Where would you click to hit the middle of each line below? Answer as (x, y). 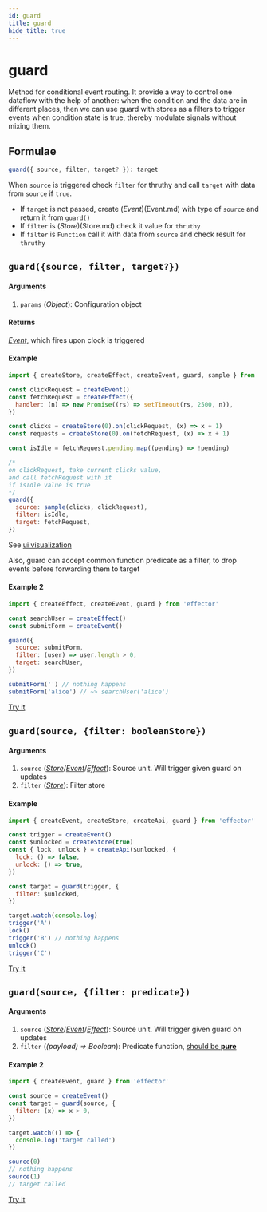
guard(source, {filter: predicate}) (100, 992)
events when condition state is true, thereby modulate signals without (122, 117)
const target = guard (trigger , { (64, 886)
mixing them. (29, 126)
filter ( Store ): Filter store (63, 785)
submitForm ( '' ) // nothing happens (67, 684)
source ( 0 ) (25, 1162)
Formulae (32, 151)
